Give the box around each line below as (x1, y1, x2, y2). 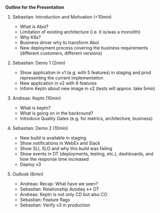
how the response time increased (19, 156, 89, 162)
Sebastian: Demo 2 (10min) (12, 125, 68, 131)
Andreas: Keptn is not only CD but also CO (19, 191, 107, 197)
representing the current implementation (19, 75, 103, 80)
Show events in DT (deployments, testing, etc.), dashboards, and (19, 151, 153, 156)
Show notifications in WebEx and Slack (19, 140, 100, 146)
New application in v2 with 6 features (19, 80, 97, 86)
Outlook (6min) (12, 171, 43, 177)
